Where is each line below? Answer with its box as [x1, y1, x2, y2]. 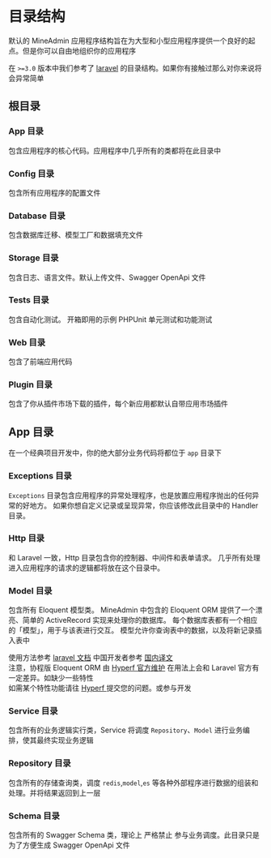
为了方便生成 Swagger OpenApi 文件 [8, 840, 131, 850]
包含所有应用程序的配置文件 [8, 187, 101, 197]
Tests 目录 [8, 294, 50, 306]
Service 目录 [8, 706, 58, 717]
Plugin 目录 [8, 379, 53, 390]
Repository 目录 [8, 757, 71, 769]
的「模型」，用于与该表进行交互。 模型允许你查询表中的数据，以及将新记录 [8, 625, 255, 635]
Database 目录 [8, 210, 66, 221]
